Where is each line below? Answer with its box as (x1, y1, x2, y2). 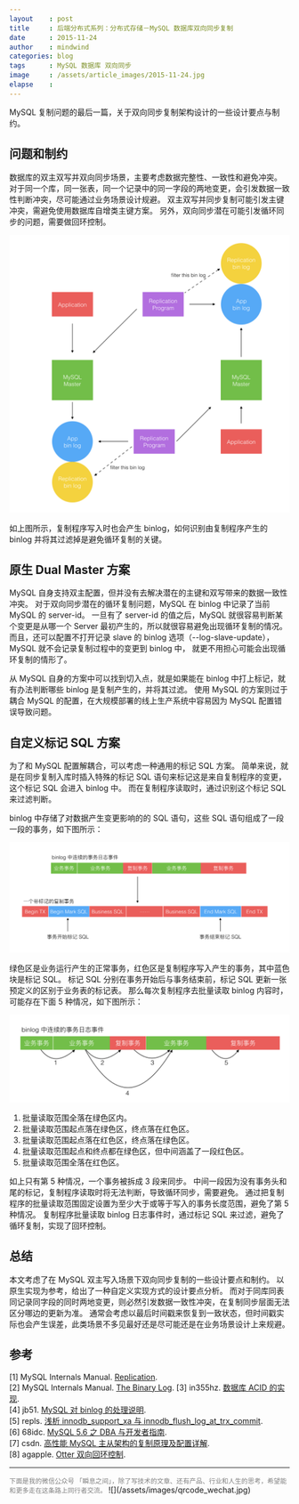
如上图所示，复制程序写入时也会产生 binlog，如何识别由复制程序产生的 (9, 522, 269, 533)
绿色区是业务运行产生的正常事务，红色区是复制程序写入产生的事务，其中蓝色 (9, 962, 290, 974)
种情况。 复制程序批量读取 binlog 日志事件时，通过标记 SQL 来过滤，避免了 (9, 1209, 285, 1220)
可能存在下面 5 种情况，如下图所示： (9, 996, 144, 1007)
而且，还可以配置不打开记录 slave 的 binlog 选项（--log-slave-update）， (9, 632, 274, 643)
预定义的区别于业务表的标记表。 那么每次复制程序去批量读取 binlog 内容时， (9, 984, 288, 996)
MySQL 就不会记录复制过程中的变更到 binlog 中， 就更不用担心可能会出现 (9, 643, 279, 654)
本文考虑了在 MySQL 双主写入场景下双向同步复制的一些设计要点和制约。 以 (9, 1274, 285, 1285)
